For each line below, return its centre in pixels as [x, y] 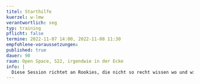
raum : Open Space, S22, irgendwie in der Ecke [65, 61]
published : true [26, 50]
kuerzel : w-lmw [25, 17]
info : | [16, 67]
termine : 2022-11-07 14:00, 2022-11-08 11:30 [63, 39]
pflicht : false [25, 34]
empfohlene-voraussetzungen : [42, 45]
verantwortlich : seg [32, 22]
